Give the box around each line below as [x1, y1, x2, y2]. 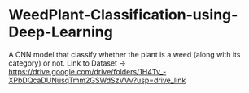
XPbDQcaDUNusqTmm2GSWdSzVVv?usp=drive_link [8, 75, 186, 85]
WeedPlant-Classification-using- [8, 6, 238, 24]
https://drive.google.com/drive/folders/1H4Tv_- [8, 66, 167, 76]
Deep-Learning [8, 23, 114, 41]
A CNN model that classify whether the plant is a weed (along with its [8, 49, 241, 59]
